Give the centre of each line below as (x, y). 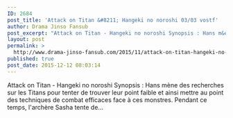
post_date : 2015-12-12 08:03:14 (54, 65)
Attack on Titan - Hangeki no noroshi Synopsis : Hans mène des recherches (115, 85)
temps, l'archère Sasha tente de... (55, 107)
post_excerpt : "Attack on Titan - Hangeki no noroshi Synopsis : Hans (111, 33)
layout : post (26, 40)
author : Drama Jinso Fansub (48, 26)
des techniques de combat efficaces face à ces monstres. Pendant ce (107, 100)
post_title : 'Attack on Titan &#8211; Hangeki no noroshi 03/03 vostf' (113, 20)
